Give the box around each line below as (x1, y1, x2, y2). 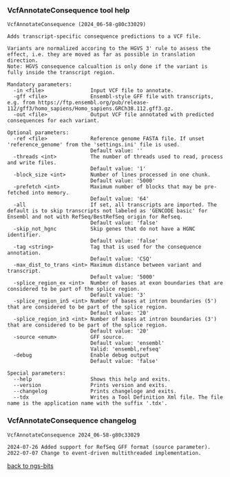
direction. (7, 57, 39, 64)
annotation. (7, 249, 41, 256)
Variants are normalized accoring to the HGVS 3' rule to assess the (7, 45, 211, 52)
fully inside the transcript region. (7, 69, 116, 76)
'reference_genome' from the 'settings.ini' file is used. (7, 142, 180, 148)
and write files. (7, 159, 57, 166)
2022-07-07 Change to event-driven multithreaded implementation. (7, 450, 202, 456)
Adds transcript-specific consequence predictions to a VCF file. (7, 33, 202, 40)
